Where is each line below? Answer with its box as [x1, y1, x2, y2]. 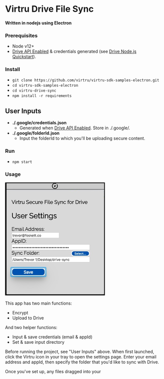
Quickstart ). [12, 54, 36, 60]
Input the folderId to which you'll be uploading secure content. [19, 136, 145, 142]
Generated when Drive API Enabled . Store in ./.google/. [19, 125, 131, 131]
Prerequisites [5, 32, 38, 39]
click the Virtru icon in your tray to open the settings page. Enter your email [5, 354, 157, 359]
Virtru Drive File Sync [5, 3, 94, 15]
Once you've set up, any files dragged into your [5, 368, 101, 374]
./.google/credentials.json [12, 120, 67, 126]
